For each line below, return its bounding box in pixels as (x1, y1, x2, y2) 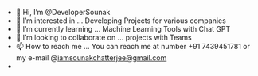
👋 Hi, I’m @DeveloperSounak (15, 8, 111, 17)
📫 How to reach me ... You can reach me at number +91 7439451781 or (15, 42, 251, 51)
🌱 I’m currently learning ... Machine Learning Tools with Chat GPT (15, 25, 231, 33)
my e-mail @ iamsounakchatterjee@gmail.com (15, 53, 167, 63)
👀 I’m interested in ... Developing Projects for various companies (15, 16, 227, 25)
